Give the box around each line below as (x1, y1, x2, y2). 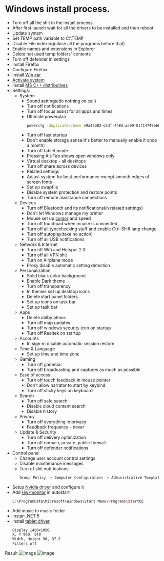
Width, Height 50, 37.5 (12, 536, 61, 542)
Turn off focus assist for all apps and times (26, 108, 113, 114)
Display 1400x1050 (12, 528, 50, 533)
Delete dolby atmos (26, 314, 66, 320)
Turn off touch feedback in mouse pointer (26, 377, 111, 383)
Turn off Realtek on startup (26, 330, 81, 336)
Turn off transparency (26, 283, 71, 289)
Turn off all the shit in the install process (12, 20, 93, 26)
